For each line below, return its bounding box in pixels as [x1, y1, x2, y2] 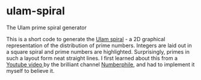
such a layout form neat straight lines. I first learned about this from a [6, 54, 178, 61]
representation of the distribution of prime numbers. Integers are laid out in [6, 42, 192, 49]
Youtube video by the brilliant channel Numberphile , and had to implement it [6, 61, 195, 68]
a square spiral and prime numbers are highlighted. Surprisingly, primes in [6, 48, 190, 55]
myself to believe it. [6, 67, 55, 74]
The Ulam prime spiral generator [6, 24, 87, 31]
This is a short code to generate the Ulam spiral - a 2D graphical [6, 35, 165, 42]
